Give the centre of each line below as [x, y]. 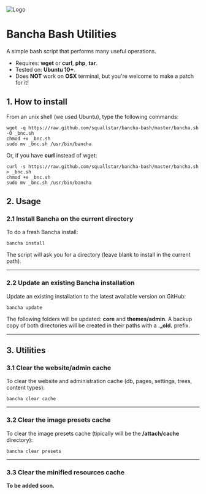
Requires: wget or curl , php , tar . [56, 63]
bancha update [25, 307]
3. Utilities [26, 350]
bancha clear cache [31, 399]
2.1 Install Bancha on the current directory [70, 219]
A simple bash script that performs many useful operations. [81, 51]
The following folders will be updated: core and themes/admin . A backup [99, 319]
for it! [22, 82]
